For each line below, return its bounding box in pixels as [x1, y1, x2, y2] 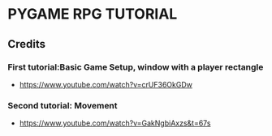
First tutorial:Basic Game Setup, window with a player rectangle [7, 62, 264, 73]
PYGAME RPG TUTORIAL [7, 5, 178, 23]
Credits [7, 37, 46, 51]
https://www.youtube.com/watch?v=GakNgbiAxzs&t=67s [19, 118, 211, 128]
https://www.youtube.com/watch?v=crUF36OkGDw [19, 79, 192, 89]
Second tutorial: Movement [7, 100, 119, 111]
